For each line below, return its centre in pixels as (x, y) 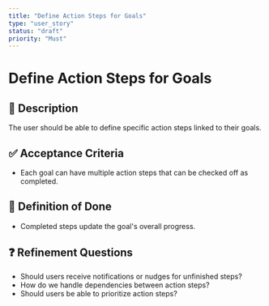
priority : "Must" (38, 38)
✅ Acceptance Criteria (66, 153)
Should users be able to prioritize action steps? (99, 293)
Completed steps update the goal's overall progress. (108, 226)
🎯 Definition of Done (60, 207)
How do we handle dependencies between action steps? (115, 285)
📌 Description (43, 108)
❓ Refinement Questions (71, 253)
